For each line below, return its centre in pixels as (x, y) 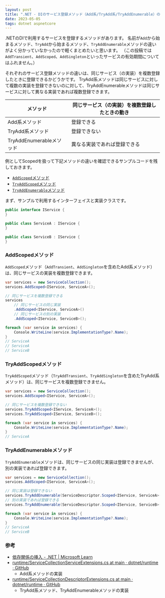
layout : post (18, 10)
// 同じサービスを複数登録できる (34, 296)
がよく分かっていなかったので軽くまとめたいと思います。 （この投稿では (79, 50)
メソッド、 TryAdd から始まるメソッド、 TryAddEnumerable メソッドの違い (85, 44)
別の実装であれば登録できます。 (37, 468)
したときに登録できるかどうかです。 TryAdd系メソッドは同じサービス (75, 79)
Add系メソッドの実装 (41, 574)
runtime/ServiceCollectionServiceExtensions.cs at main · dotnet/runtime (85, 562)
